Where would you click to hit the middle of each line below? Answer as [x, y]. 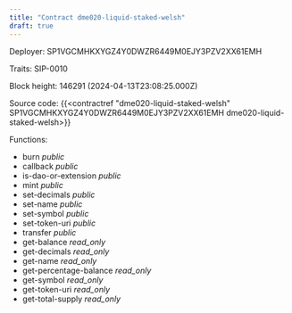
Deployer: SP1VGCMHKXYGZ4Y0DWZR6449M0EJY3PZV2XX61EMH [136, 51]
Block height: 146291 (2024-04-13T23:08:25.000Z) [104, 86]
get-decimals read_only [66, 251]
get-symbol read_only [63, 280]
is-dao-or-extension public [72, 176]
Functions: [29, 139]
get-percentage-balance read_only [87, 270]
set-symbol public [55, 213]
